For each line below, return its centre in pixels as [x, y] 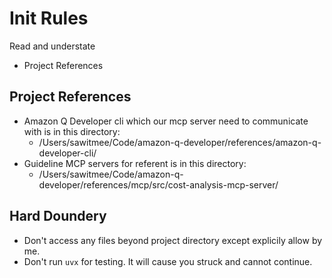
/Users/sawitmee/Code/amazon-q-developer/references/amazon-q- [180, 142]
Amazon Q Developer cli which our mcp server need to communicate [166, 121]
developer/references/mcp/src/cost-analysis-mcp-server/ [158, 184]
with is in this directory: [72, 131]
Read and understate [52, 46]
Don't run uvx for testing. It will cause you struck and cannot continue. [168, 261]
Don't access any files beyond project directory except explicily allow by [173, 240]
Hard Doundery [58, 216]
